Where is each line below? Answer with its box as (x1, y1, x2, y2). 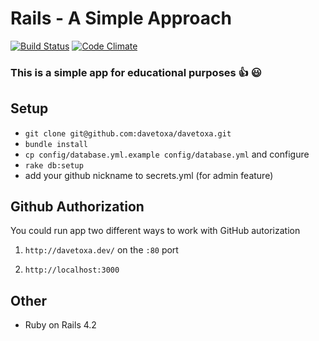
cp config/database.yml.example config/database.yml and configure (24, 148, 310, 160)
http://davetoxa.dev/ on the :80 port (24, 244, 179, 256)
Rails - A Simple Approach (10, 7, 232, 30)
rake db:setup (24, 160, 84, 171)
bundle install (24, 139, 89, 149)
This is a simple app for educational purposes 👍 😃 (10, 65, 262, 79)
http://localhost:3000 (24, 265, 120, 276)
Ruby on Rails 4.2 (24, 319, 97, 331)
